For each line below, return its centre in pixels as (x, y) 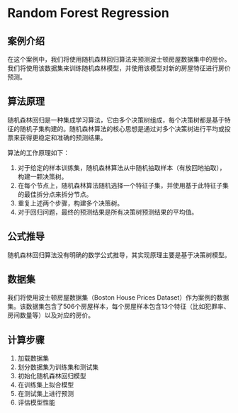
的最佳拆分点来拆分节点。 (55, 194)
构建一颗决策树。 (42, 176)
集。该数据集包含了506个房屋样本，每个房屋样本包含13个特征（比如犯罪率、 (119, 307)
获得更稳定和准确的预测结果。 (63, 137)
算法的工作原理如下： (38, 152)
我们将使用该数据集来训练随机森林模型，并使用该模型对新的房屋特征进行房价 (119, 68)
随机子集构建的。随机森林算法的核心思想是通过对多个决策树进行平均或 (122, 128)
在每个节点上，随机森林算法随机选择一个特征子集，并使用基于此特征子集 (123, 185)
